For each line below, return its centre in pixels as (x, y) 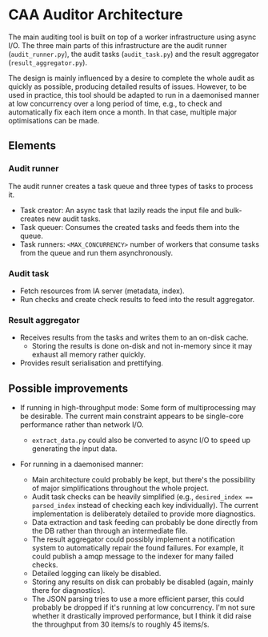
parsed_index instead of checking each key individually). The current (145, 506)
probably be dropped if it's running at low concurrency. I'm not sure (144, 607)
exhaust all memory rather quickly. (89, 355)
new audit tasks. (74, 219)
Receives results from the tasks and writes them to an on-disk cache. (134, 337)
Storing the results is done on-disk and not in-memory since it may (142, 346)
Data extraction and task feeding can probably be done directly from (145, 522)
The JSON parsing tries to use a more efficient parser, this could (138, 599)
